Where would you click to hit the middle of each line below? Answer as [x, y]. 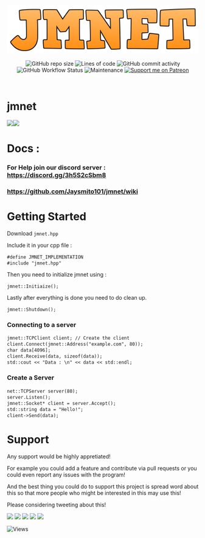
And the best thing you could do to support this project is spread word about [103, 486]
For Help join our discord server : [56, 168]
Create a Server [30, 378]
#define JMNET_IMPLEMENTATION [45, 257]
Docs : [23, 149]
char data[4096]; [29, 350]
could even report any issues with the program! [66, 474]
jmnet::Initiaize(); [33, 287]
